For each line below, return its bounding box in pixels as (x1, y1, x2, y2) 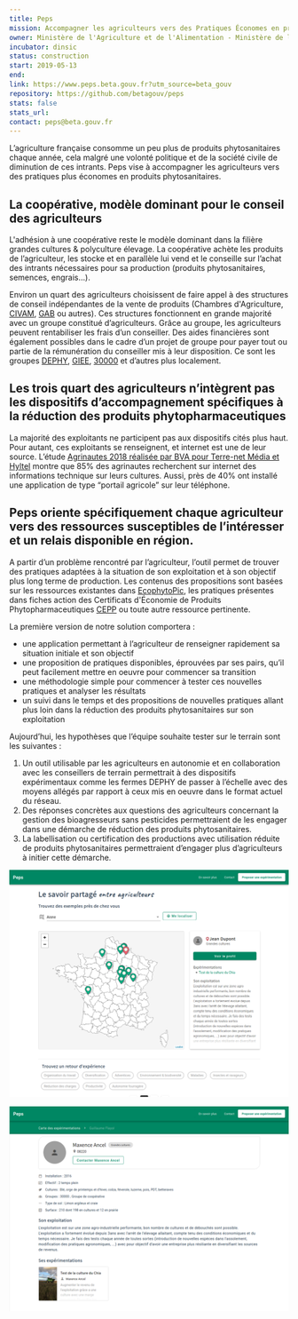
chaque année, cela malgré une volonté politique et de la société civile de (9, 152, 278, 163)
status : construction (9, 52, 90, 61)
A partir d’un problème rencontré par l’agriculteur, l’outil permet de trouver (9, 556, 280, 568)
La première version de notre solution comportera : (9, 621, 195, 632)
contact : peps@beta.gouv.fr (9, 117, 114, 126)
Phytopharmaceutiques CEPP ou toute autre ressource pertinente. (9, 604, 251, 615)
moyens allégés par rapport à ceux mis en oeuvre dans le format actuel (21, 786, 283, 797)
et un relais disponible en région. (9, 533, 194, 548)
